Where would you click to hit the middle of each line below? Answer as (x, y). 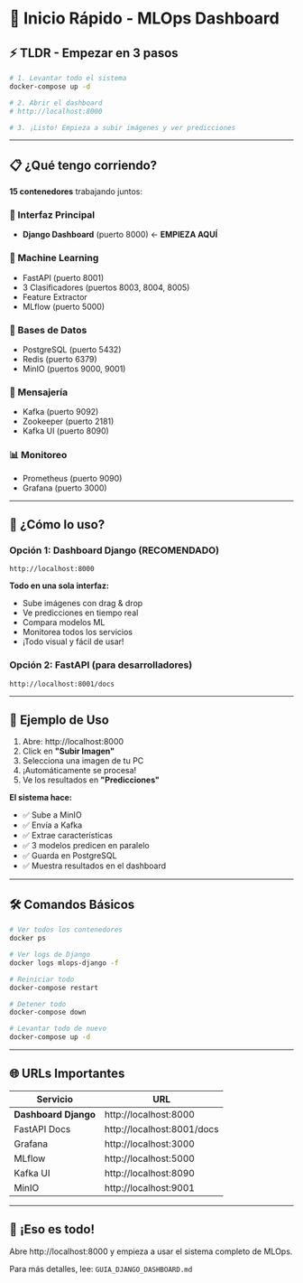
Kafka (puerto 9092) (60, 412)
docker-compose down (48, 1012)
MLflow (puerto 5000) (64, 306)
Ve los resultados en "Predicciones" (91, 780)
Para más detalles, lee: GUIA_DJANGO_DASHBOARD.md (101, 1269)
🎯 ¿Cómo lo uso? (57, 524)
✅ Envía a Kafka (52, 825)
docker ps (28, 939)
